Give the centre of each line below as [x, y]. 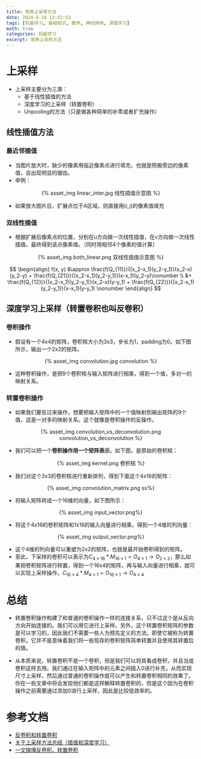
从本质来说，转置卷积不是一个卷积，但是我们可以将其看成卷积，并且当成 [104, 661]
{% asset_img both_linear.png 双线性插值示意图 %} [101, 257]
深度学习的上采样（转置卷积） [61, 104]
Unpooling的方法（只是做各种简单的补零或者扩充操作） [92, 111]
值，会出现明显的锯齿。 [44, 172]
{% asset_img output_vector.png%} [101, 537]
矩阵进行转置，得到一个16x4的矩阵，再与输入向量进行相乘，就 [113, 565]
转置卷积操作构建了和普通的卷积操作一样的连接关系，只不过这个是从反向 [104, 618]
